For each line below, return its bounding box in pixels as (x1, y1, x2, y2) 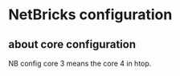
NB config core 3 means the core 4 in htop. (8, 58, 152, 68)
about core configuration (8, 38, 137, 51)
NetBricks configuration (8, 6, 173, 24)
